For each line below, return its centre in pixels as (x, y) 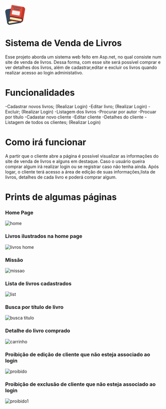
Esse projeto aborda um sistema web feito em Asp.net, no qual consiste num (83, 57)
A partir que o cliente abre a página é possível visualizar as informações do (82, 156)
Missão (14, 260)
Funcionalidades (40, 93)
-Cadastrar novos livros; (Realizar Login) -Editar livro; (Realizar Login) (76, 106)
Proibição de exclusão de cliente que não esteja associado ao (81, 384)
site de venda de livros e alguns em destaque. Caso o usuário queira (75, 161)
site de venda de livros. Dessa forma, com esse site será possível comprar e (83, 62)
